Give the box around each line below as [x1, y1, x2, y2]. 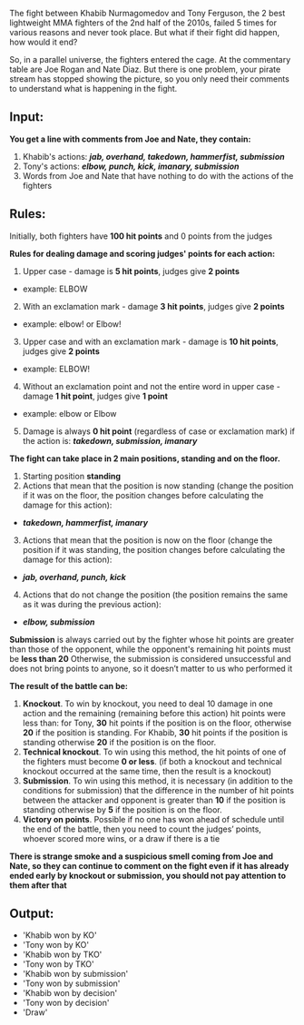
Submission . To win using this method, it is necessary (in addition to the [22, 775, 293, 786]
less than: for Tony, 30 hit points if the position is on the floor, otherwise [22, 717, 292, 728]
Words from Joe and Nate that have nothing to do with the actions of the [22, 170, 294, 181]
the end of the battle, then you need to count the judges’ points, [22, 823, 261, 834]
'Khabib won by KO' [22, 930, 97, 941]
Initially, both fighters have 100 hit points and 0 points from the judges [9, 231, 273, 241]
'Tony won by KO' [22, 940, 89, 951]
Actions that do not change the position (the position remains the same [22, 589, 289, 600]
